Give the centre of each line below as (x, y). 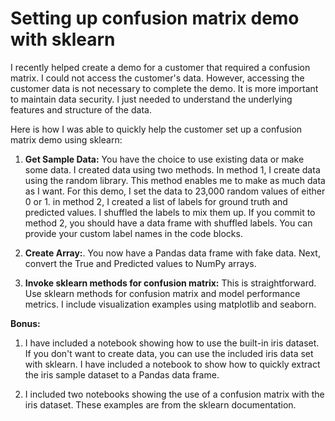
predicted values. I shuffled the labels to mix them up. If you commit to (170, 212)
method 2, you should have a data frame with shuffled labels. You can (168, 223)
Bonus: (25, 323)
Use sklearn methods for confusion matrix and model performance (162, 293)
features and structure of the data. (81, 109)
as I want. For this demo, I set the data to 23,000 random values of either (175, 191)
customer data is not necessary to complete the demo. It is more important (164, 88)
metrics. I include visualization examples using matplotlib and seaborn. (170, 304)
